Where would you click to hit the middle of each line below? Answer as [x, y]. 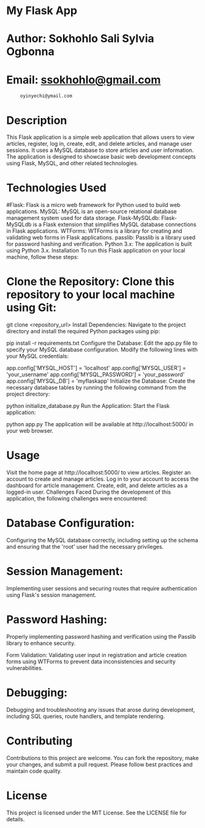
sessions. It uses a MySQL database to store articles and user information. [100, 150]
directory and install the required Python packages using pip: [83, 331]
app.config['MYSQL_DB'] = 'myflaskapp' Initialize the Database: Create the [101, 381]
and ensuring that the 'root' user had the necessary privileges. [85, 547]
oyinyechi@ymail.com [46, 96]
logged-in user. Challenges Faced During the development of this [89, 492]
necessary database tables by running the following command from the [96, 388]
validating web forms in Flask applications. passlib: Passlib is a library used [101, 238]
